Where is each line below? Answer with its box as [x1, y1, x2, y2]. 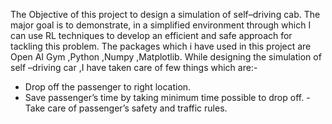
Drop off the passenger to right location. [24, 81, 192, 93]
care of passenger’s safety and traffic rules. [47, 102, 228, 114]
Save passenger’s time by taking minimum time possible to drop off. [24, 92, 305, 103]
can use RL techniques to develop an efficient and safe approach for [10, 30, 293, 41]
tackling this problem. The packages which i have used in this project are [10, 40, 312, 52]
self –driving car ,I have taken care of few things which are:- [10, 62, 258, 73]
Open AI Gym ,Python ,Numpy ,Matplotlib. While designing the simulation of [10, 51, 322, 63]
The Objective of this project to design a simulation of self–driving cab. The [10, 9, 321, 20]
